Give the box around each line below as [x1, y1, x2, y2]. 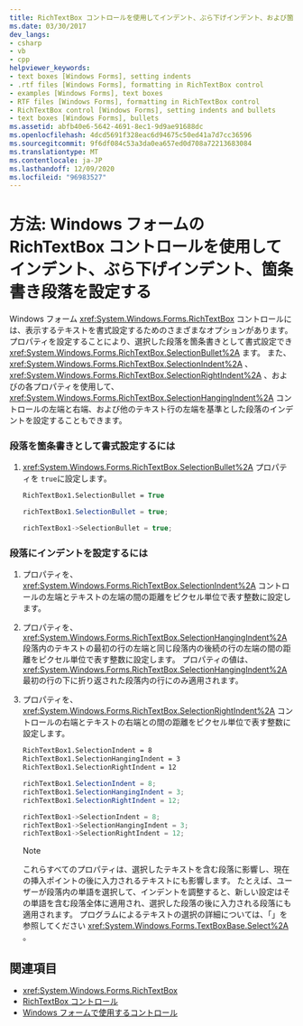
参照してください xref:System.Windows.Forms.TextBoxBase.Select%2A [22, 920, 289, 931]
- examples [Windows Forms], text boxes [9, 88, 164, 97]
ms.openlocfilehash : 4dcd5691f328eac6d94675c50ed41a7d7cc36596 [9, 131, 252, 140]
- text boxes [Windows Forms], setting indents [9, 72, 192, 81]
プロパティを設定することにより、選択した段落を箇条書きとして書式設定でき [9, 336, 293, 347]
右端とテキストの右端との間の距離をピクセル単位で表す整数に [61, 716, 291, 727]
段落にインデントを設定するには [9, 547, 149, 559]
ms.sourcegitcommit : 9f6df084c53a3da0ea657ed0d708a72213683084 [9, 139, 252, 148]
